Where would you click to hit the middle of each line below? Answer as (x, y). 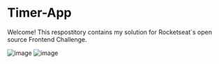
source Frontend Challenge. (47, 39)
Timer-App (39, 13)
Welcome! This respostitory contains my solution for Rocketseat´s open (110, 32)
